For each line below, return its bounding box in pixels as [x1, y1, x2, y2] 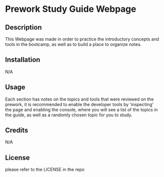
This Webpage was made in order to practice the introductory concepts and [5, 36, 159, 42]
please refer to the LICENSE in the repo [5, 167, 85, 173]
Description [5, 23, 42, 32]
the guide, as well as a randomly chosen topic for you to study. [5, 112, 132, 118]
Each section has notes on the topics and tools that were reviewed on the [5, 96, 154, 102]
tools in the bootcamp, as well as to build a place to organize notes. [5, 41, 142, 47]
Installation [5, 56, 40, 64]
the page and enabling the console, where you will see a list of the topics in [5, 106, 158, 112]
